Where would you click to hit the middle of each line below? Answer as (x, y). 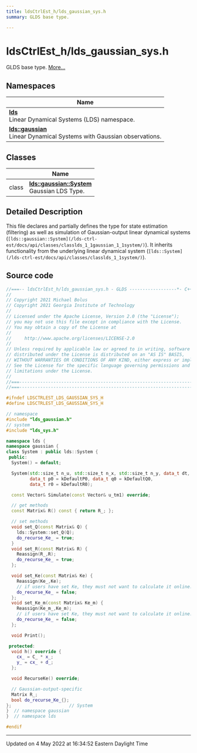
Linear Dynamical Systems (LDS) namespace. (72, 120)
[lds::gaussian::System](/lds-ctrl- (53, 239)
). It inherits (159, 245)
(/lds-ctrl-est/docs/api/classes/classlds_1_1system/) (74, 258)
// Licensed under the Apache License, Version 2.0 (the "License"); (93, 317)
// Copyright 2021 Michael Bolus (47, 300)
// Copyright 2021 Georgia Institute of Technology (70, 306)
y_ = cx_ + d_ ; (35, 663)
